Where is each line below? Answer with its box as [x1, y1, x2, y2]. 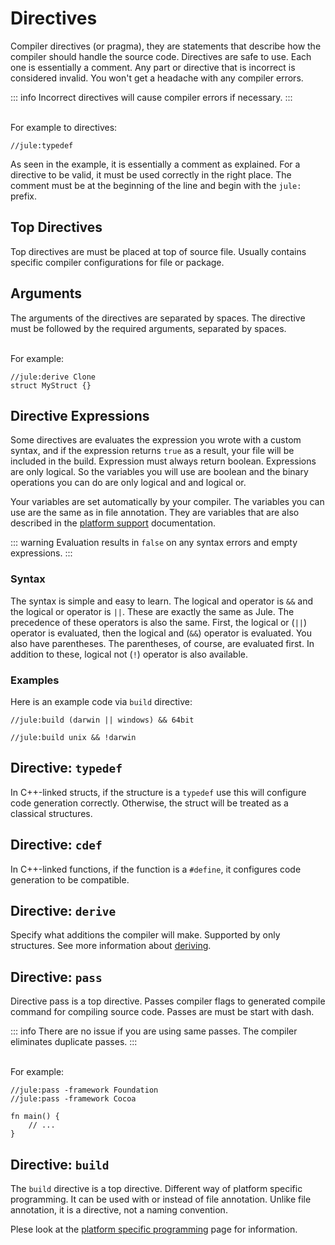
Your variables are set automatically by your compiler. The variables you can [10, 496, 325, 508]
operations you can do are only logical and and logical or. [10, 477, 247, 489]
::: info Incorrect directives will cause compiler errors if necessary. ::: [10, 91, 293, 103]
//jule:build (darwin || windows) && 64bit [10, 715, 195, 725]
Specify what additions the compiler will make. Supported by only [10, 929, 281, 941]
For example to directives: [10, 121, 118, 133]
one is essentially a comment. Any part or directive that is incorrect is [10, 61, 296, 73]
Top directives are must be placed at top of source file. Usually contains [10, 245, 307, 257]
